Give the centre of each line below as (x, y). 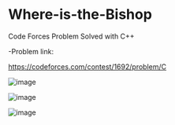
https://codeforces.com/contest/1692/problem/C (87, 66)
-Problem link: (31, 51)
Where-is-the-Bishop (80, 15)
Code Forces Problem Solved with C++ (72, 36)
